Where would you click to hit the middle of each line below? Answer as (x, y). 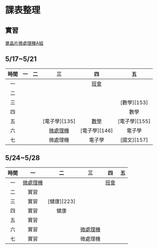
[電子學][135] (59, 121)
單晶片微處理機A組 (24, 43)
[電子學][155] (134, 121)
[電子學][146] (97, 130)
